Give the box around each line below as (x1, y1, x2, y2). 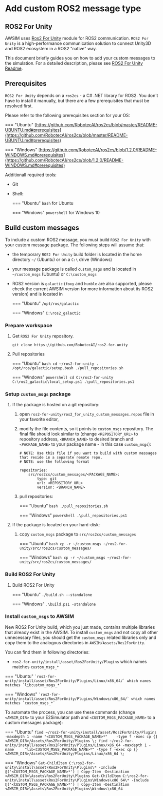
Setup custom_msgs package (5, 391, 71, 398)
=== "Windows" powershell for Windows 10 (12, 209, 100, 215)
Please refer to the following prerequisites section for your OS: (5, 112, 130, 118)
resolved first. (5, 103, 33, 109)
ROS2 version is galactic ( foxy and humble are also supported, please (12, 280, 152, 286)
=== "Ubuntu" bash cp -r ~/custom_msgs (19, 541, 102, 547)
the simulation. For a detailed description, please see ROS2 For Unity (5, 60, 143, 66)
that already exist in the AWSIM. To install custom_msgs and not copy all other (5, 629, 158, 635)
